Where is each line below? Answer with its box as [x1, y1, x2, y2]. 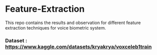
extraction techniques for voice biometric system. [5, 25, 106, 30]
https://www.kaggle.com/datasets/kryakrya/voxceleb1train [5, 43, 152, 50]
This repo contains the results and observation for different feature [5, 20, 141, 26]
